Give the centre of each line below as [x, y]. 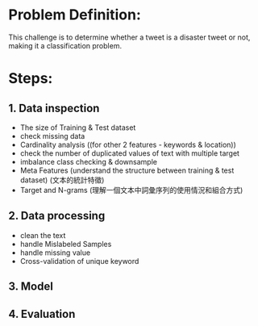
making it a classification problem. [65, 45]
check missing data [52, 136]
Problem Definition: [75, 15]
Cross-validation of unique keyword [79, 261]
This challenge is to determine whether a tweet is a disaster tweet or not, [129, 37]
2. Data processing [57, 216]
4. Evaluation [42, 313]
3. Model [31, 287]
